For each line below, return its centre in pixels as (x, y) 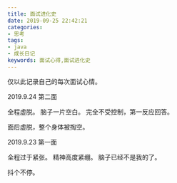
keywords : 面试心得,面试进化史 (49, 61)
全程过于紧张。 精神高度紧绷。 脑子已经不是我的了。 (84, 157)
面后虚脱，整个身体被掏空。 (48, 127)
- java (17, 47)
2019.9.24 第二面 (32, 96)
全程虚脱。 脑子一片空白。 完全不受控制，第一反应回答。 (90, 112)
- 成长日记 (21, 54)
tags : (15, 41)
